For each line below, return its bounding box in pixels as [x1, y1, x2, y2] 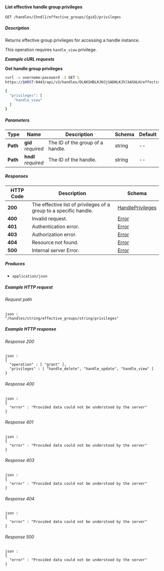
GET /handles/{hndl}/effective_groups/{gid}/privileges [5, 15, 121, 20]
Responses [5, 173, 28, 179]
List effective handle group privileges [5, 4, 83, 10]
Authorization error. [31, 231, 77, 238]
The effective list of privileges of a [31, 201, 110, 208]
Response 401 [5, 419, 34, 425]
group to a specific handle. [31, 208, 93, 214]
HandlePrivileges [117, 204, 157, 211]
